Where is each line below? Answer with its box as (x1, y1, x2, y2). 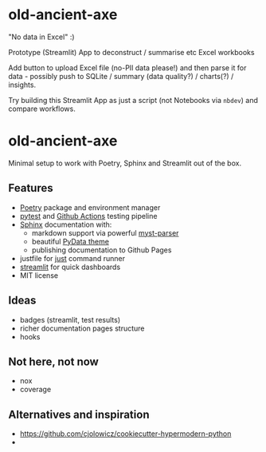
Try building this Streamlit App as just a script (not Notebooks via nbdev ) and (8, 95, 259, 105)
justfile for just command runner (19, 253, 126, 263)
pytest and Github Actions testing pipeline (19, 211, 158, 220)
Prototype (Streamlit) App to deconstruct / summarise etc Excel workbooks (8, 47, 255, 57)
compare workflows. (8, 104, 76, 113)
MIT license (19, 270, 58, 280)
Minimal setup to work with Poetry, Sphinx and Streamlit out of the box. (8, 158, 241, 168)
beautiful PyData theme (31, 236, 110, 246)
